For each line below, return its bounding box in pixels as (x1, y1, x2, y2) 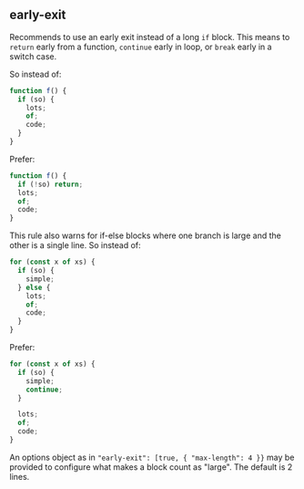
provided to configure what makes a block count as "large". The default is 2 (9, 461, 293, 473)
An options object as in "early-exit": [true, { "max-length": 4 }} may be (9, 452, 295, 463)
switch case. (9, 50, 57, 62)
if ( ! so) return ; (17, 180, 84, 189)
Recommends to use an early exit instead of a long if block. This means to (9, 31, 290, 42)
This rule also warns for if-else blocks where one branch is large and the (9, 230, 282, 241)
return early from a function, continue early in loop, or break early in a (9, 41, 272, 52)
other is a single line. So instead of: (9, 240, 141, 251)
